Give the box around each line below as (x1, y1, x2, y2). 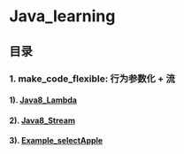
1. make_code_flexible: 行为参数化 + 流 (9, 73, 175, 85)
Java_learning (9, 6, 116, 27)
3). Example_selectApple (9, 135, 103, 146)
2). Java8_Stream (9, 115, 75, 126)
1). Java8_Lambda (9, 95, 78, 105)
